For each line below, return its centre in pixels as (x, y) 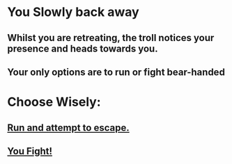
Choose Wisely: (54, 102)
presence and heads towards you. (83, 48)
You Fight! (30, 151)
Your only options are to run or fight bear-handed (116, 72)
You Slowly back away (73, 12)
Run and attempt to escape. (69, 128)
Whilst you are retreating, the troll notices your (111, 38)
